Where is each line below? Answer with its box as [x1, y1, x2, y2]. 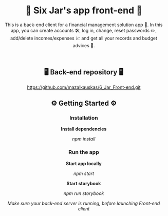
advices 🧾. [72, 42, 95, 48]
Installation [69, 114, 99, 122]
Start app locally [66, 160, 102, 166]
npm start [73, 170, 94, 176]
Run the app [68, 149, 99, 156]
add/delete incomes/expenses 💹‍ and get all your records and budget [10, 35, 158, 41]
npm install [72, 136, 96, 142]
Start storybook [66, 180, 101, 186]
